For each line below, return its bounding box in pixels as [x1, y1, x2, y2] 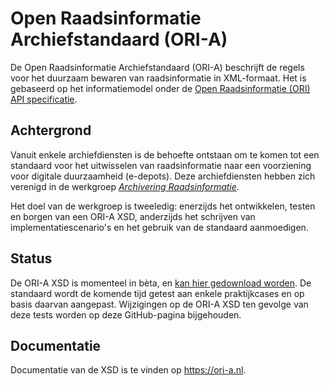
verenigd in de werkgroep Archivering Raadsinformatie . [10, 180, 240, 192]
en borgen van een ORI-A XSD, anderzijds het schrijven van [10, 210, 256, 222]
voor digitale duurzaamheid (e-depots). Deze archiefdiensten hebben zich [10, 170, 316, 182]
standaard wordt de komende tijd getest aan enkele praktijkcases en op [10, 287, 305, 299]
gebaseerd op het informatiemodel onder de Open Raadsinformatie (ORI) [10, 82, 311, 94]
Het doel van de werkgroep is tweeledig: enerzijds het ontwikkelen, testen [10, 200, 316, 212]
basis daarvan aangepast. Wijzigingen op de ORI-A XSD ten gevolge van [10, 298, 309, 310]
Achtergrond [10, 122, 92, 139]
